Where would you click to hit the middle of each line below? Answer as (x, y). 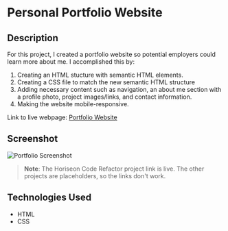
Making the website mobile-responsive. (73, 104)
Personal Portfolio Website (85, 13)
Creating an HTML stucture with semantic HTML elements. (100, 75)
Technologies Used (49, 198)
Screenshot (33, 139)
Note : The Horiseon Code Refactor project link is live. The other (114, 169)
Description (33, 38)
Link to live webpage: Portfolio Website (62, 117)
